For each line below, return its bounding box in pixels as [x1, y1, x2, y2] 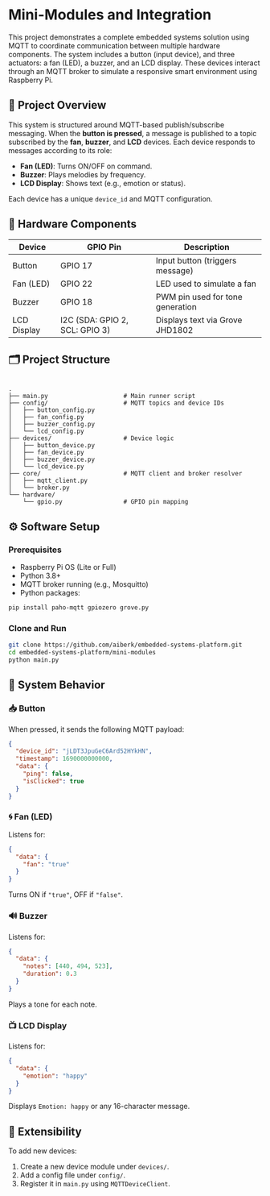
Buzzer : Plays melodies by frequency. [19, 169, 146, 179]
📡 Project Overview [8, 98, 107, 112]
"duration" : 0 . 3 [22, 970, 78, 978]
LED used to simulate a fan [155, 278, 257, 289]
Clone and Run [8, 622, 67, 633]
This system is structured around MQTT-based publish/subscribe [8, 119, 225, 130]
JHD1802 [155, 324, 194, 335]
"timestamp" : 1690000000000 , [15, 755, 113, 763]
